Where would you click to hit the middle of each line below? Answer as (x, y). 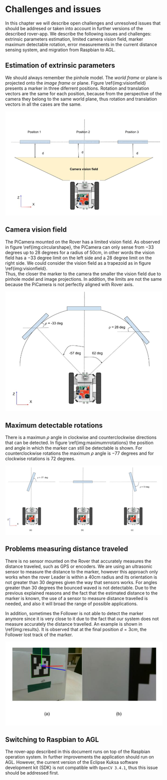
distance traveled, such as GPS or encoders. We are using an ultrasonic (79, 566)
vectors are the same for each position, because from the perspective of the (83, 93)
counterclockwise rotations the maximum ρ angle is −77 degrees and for (80, 453)
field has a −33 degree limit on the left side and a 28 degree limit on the (79, 258)
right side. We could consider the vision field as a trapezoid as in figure (78, 263)
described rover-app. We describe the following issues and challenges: (78, 34)
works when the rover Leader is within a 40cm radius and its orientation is (81, 577)
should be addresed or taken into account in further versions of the (74, 28)
